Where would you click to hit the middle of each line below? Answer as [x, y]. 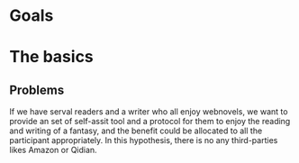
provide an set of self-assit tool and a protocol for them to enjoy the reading [150, 122]
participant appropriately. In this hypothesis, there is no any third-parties [144, 140]
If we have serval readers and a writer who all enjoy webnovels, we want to [149, 112]
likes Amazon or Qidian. [53, 150]
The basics [52, 57]
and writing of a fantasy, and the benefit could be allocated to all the [136, 131]
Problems [37, 90]
